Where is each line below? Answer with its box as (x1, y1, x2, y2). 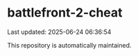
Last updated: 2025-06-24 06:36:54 (7, 28, 112, 36)
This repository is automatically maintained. (7, 41, 132, 49)
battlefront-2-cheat (7, 5, 123, 21)
